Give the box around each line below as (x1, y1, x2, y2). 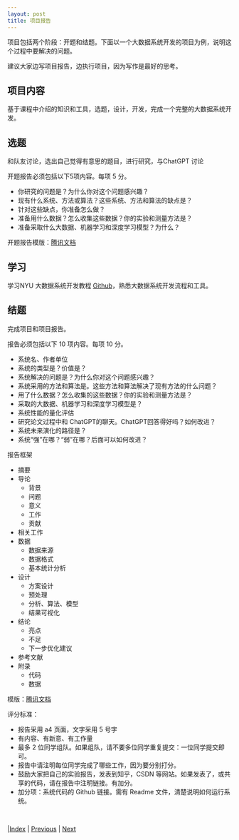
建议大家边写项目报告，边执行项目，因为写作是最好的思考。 (7, 61, 182, 70)
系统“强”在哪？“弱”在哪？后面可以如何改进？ (17, 435, 148, 443)
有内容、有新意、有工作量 (17, 734, 93, 742)
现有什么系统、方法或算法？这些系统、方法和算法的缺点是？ (17, 196, 193, 205)
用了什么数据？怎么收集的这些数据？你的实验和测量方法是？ (17, 390, 193, 399)
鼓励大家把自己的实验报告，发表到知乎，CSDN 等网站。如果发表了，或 (17, 769, 225, 778)
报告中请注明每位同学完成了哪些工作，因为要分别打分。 (17, 761, 180, 769)
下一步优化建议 (28, 644, 73, 652)
